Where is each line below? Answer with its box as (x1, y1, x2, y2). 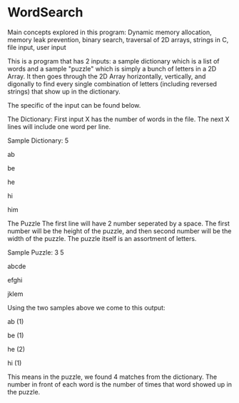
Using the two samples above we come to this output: (7, 303, 166, 312)
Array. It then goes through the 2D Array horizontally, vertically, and (7, 72, 206, 81)
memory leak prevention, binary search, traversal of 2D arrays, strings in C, (7, 35, 229, 44)
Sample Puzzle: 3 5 (7, 248, 64, 257)
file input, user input (7, 43, 66, 51)
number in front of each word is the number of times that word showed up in (7, 379, 232, 389)
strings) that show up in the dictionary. (7, 87, 121, 96)
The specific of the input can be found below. (7, 101, 141, 109)
